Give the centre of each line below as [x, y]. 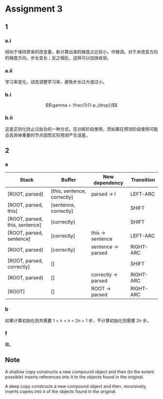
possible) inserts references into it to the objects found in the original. [74, 377]
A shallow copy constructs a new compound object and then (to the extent [80, 371]
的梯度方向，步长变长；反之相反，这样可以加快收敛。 [58, 58]
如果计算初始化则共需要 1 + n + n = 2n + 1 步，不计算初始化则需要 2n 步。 [78, 320]
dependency [109, 183]
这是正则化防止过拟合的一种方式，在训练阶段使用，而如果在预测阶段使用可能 [81, 129]
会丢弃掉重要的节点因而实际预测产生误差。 [48, 135]
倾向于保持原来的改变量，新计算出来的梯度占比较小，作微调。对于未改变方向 [81, 51]
